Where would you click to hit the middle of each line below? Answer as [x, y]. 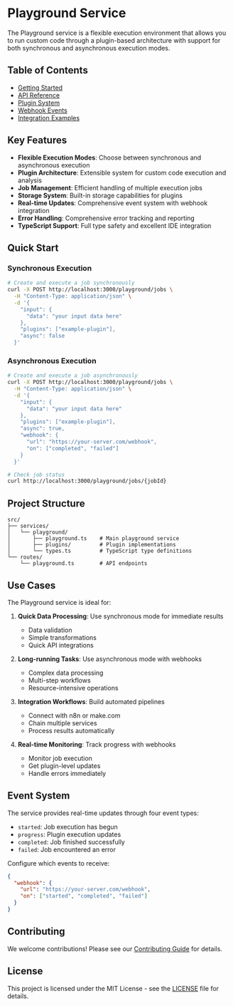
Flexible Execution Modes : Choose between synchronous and [109, 157]
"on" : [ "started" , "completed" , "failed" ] [84, 896]
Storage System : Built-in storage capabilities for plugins [100, 195]
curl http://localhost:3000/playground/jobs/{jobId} [87, 481]
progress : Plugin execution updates [69, 834]
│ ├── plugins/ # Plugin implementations [92, 545]
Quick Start [33, 248]
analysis [30, 180]
